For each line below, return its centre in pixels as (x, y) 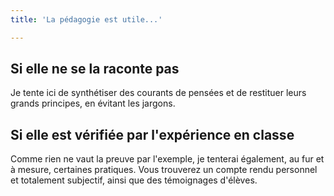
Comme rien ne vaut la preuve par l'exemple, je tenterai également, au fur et (167, 159)
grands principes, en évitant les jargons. (93, 103)
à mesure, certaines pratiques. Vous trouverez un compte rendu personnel (164, 170)
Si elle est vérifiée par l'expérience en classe (152, 134)
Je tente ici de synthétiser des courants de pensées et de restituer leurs (158, 93)
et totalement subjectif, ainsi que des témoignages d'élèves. (134, 180)
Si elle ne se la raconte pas (95, 69)
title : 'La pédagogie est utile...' (86, 19)
